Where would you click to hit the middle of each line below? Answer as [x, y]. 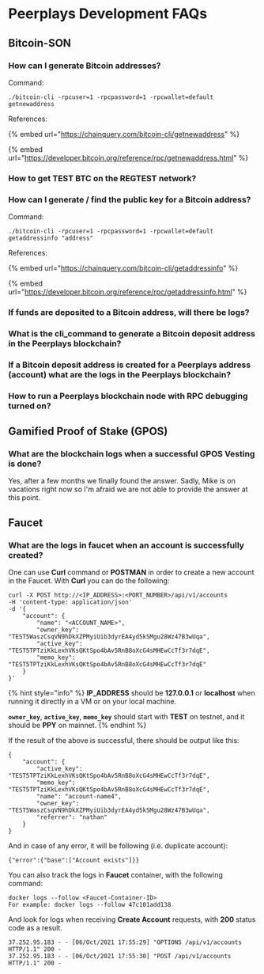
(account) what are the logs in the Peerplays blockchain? [120, 374]
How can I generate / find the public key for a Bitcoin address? [130, 199]
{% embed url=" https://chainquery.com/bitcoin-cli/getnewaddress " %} [124, 134]
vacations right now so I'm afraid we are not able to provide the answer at [128, 489]
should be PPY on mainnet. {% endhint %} [77, 726]
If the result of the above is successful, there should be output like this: [124, 741]
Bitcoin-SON [40, 43]
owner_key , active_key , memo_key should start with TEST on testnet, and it [126, 717]
